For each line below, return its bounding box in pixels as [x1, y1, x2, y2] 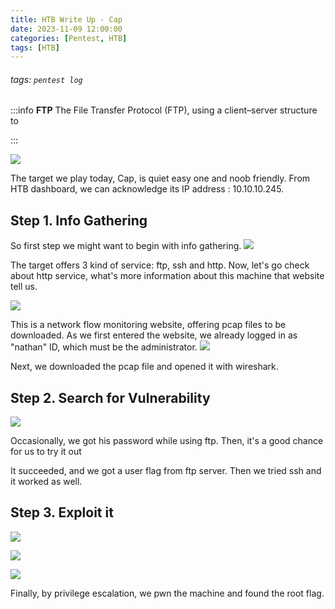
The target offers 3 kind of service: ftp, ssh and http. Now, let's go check [10, 259, 310, 271]
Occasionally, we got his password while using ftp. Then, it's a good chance [10, 435, 324, 447]
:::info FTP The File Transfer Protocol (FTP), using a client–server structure [10, 104, 318, 116]
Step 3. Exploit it [10, 504, 114, 521]
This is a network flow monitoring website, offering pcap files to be [10, 319, 287, 331]
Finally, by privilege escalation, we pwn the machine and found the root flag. [10, 587, 325, 599]
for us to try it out [10, 446, 82, 458]
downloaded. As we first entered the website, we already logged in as [10, 329, 298, 341]
